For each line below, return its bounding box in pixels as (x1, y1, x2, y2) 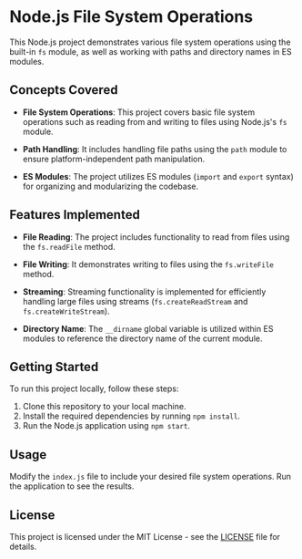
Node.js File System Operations (9, 6, 254, 27)
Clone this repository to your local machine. (22, 401, 186, 412)
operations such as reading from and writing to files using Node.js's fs (22, 116, 287, 127)
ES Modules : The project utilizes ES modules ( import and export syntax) (22, 171, 294, 181)
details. (9, 541, 37, 552)
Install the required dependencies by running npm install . (22, 410, 241, 421)
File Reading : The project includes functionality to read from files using (22, 231, 290, 243)
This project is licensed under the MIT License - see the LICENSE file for (9, 532, 280, 542)
